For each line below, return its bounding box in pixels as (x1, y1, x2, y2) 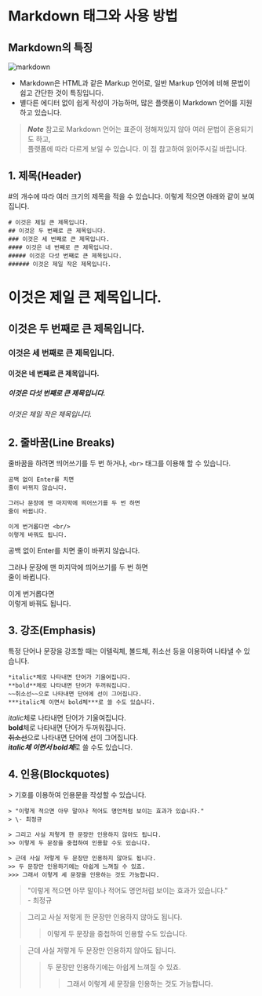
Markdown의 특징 (8, 41, 93, 54)
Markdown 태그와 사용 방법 (8, 7, 178, 25)
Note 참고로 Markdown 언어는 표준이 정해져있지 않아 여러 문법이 (27, 125, 227, 133)
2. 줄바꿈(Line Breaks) (8, 436, 115, 450)
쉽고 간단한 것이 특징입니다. (19, 88, 104, 97)
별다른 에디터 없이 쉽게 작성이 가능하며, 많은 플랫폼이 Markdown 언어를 (19, 98, 238, 107)
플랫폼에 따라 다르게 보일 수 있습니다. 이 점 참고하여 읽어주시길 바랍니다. (27, 144, 247, 153)
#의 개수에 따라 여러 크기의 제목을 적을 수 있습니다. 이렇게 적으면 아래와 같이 (8, 192, 241, 201)
